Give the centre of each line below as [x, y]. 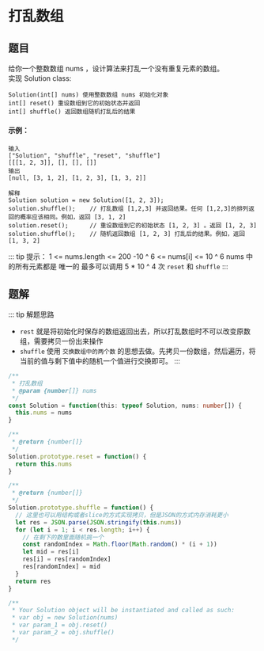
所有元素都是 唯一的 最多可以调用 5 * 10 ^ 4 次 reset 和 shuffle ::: [121, 267]
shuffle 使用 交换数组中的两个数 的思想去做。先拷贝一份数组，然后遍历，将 [138, 351]
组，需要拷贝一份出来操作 [61, 341]
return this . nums [44, 464]
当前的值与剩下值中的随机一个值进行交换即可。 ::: [100, 361]
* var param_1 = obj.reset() [60, 625]
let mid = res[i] [51, 552]
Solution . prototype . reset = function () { [77, 456]
